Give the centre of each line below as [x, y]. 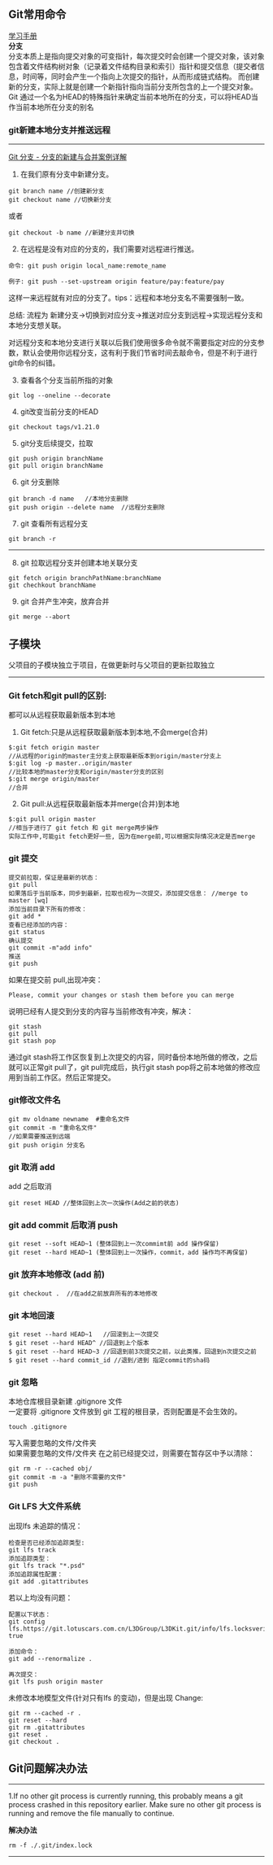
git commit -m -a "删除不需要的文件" [67, 1478]
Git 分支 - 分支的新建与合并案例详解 [68, 157]
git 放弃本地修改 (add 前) [57, 1274]
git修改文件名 [35, 1100]
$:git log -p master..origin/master [70, 763]
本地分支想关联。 [37, 325]
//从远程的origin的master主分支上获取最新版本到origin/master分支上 [115, 756]
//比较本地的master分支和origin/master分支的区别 [86, 772]
